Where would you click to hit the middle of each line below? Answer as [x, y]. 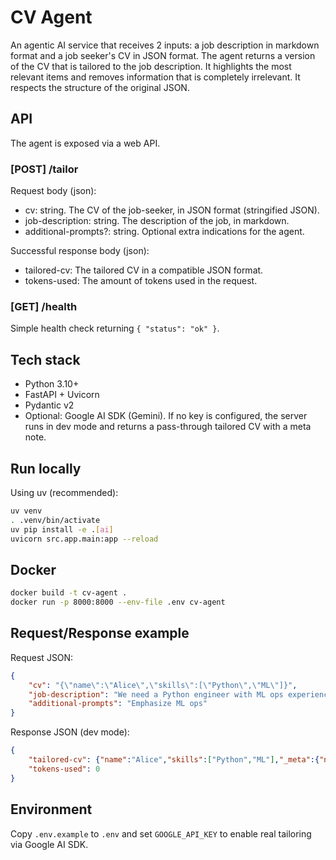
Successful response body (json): [80, 251]
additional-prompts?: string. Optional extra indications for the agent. [164, 232]
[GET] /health [44, 306]
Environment [51, 809]
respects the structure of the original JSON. [100, 87]
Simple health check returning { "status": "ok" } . [115, 328]
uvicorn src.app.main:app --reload [84, 539]
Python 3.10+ [52, 384]
